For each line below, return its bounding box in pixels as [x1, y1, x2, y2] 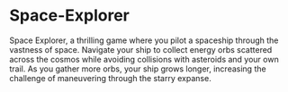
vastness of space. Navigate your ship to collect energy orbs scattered [9, 44, 273, 54]
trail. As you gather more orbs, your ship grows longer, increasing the [9, 63, 267, 74]
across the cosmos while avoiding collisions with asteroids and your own [9, 54, 279, 64]
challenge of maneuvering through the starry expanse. [9, 72, 211, 83]
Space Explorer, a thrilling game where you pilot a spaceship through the [9, 35, 279, 46]
